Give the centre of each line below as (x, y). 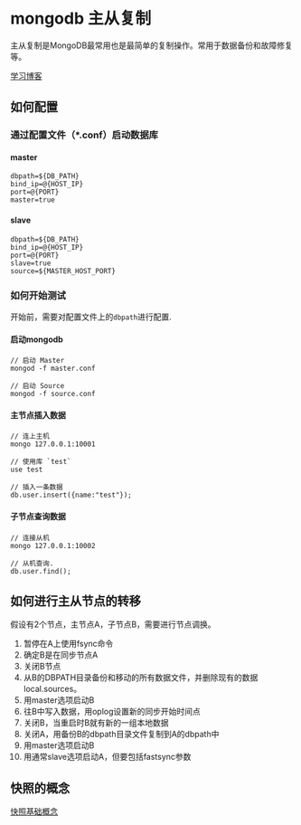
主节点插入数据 (38, 415)
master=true (33, 200)
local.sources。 (52, 689)
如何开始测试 (38, 295)
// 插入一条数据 (37, 488)
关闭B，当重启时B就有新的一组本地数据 (96, 723)
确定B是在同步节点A (61, 655)
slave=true (31, 263)
